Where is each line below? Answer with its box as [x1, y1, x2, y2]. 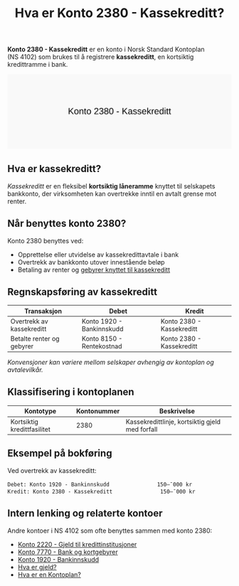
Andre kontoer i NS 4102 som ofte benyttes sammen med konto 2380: [7, 526, 213, 535]
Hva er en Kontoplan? [17, 570, 82, 579]
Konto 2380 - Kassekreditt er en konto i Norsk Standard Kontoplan [7, 45, 205, 54]
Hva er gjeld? [17, 563, 57, 571]
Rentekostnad [81, 342, 122, 351]
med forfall [125, 425, 158, 433]
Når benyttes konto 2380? [7, 218, 127, 230]
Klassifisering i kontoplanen [7, 386, 134, 398]
